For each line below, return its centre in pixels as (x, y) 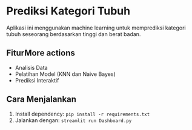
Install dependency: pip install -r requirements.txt (82, 114)
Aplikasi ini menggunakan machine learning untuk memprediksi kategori (96, 28)
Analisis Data (31, 67)
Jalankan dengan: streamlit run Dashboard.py (73, 120)
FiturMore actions (41, 53)
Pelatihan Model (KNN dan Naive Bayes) (65, 74)
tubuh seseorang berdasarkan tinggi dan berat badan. (74, 34)
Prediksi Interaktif (37, 80)
